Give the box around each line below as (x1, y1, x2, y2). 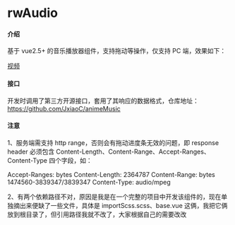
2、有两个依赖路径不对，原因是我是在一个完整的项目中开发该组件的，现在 (7, 192, 222, 201)
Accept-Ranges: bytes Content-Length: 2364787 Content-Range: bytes (7, 170, 215, 178)
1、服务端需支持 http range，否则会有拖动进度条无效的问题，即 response (7, 138, 219, 146)
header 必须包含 (7, 147, 55, 156)
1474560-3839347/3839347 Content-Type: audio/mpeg (7, 178, 171, 186)
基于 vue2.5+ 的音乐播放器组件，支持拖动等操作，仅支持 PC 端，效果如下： (7, 47, 227, 55)
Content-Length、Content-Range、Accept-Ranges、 (56, 147, 210, 156)
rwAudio (7, 5, 59, 21)
